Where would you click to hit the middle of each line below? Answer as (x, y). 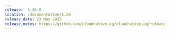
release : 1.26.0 (23, 10)
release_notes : (21, 24)
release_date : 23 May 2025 (33, 19)
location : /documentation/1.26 (38, 14)
